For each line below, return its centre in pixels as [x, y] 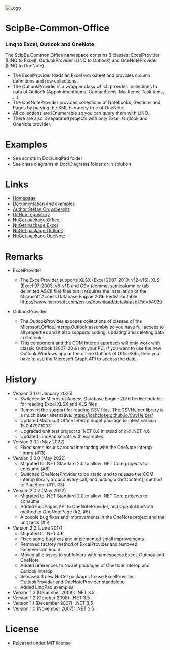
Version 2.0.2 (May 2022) [39, 491]
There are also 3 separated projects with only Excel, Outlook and [80, 118]
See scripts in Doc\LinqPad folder [48, 158]
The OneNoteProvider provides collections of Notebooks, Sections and [87, 103]
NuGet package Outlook [38, 231]
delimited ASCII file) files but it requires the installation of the [83, 291]
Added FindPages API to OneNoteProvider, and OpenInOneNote [87, 507]
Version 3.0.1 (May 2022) [38, 442]
